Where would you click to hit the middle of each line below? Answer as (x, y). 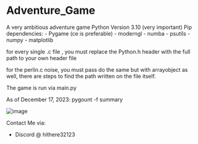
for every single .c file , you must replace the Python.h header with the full (98, 51)
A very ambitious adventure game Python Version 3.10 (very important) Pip (99, 27)
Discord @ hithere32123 (45, 134)
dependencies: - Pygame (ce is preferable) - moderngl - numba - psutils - (98, 33)
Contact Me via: (26, 123)
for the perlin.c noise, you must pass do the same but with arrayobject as (97, 69)
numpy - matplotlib (30, 40)
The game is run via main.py (41, 87)
